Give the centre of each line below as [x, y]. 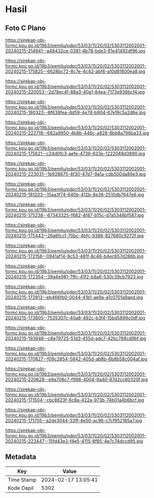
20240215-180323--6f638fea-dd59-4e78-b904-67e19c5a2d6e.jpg [75, 112]
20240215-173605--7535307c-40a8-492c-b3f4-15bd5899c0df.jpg [75, 318]
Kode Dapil [21, 488]
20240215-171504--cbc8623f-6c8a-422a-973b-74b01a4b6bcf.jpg [75, 400]
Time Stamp [22, 480]
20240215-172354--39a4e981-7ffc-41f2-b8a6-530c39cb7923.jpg [74, 277]
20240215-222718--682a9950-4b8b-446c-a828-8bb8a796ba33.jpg [77, 133]
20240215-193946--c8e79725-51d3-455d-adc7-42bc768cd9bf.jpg [76, 338]
